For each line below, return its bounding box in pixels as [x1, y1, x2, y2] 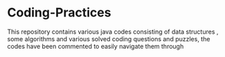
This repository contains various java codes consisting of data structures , [7, 27, 219, 36]
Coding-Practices [7, 5, 111, 21]
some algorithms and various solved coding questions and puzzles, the [7, 34, 210, 43]
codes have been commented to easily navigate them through [7, 42, 184, 50]
